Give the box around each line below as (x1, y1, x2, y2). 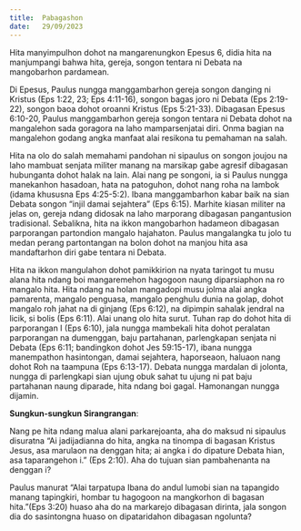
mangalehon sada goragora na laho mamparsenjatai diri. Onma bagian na (9, 122, 285, 133)
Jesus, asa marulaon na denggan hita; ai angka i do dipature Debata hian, (9, 444, 285, 455)
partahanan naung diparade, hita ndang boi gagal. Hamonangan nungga (9, 380, 280, 392)
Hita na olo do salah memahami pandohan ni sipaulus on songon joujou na (9, 149, 288, 160)
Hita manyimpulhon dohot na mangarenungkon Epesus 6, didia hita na (9, 46, 273, 57)
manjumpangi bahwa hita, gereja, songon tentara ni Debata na (9, 56, 243, 67)
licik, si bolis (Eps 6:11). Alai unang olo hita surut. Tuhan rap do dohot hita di (9, 312, 292, 323)
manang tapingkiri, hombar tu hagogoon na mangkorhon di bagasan (9, 491, 266, 502)
